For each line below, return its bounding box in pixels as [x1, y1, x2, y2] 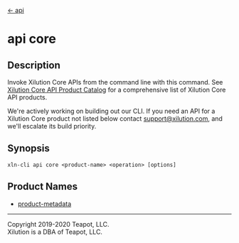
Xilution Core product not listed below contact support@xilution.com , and [7, 114, 223, 123]
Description [7, 59, 60, 71]
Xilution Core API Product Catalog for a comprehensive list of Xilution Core [7, 85, 226, 94]
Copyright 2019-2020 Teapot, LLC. [7, 220, 110, 228]
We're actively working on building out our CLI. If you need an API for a [7, 107, 216, 115]
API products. [7, 93, 48, 102]
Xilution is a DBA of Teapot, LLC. [7, 227, 103, 236]
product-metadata [17, 199, 72, 208]
